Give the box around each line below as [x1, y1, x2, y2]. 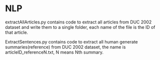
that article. [5, 29, 29, 35]
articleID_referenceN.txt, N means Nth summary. [5, 49, 104, 55]
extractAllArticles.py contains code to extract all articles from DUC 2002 [5, 19, 152, 25]
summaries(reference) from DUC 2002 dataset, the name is [5, 44, 126, 50]
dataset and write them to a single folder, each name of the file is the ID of [5, 24, 156, 30]
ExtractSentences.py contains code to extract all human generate [5, 39, 138, 44]
